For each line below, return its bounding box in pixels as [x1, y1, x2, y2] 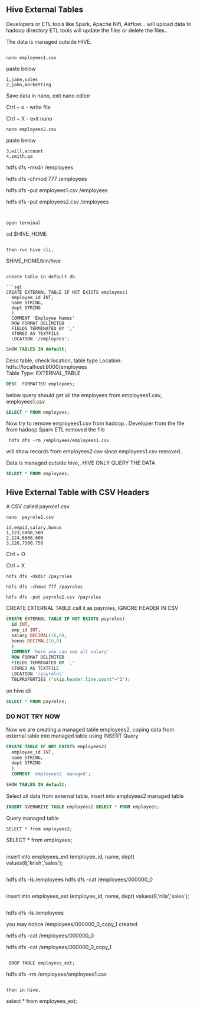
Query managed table [6, 814, 59, 821]
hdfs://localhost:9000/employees [6, 363, 87, 370]
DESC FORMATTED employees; [6, 381, 75, 387]
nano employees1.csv [6, 54, 57, 61]
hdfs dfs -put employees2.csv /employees [6, 198, 109, 205]
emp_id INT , [11, 626, 41, 633]
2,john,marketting [6, 82, 51, 87]
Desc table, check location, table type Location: [6, 357, 122, 364]
